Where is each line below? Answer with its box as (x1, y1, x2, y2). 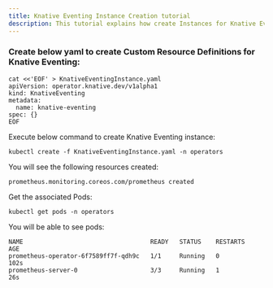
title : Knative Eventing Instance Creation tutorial (8, 11, 191, 20)
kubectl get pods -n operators (8, 207, 115, 216)
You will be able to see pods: (8, 221, 105, 232)
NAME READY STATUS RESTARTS (8, 238, 245, 246)
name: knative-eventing (15, 103, 96, 111)
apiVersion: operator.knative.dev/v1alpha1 (8, 82, 158, 90)
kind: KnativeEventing (8, 89, 85, 98)
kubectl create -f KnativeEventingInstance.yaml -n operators (8, 147, 223, 155)
